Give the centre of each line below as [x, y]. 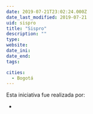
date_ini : [19, 51]
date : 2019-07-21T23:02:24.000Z [46, 12]
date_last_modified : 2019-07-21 [46, 17]
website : [17, 45]
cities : [16, 72]
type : [13, 39]
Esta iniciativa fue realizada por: [46, 95]
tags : [13, 61]
